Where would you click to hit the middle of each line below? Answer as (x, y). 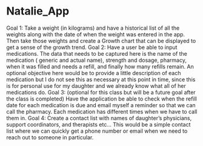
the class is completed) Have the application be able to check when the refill (101, 99)
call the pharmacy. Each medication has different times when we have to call (102, 111)
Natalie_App (38, 11)
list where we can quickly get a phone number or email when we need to (97, 131)
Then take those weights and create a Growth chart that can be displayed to (101, 41)
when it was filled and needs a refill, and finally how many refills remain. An (100, 66)
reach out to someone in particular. (50, 137)
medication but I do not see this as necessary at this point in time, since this (101, 79)
